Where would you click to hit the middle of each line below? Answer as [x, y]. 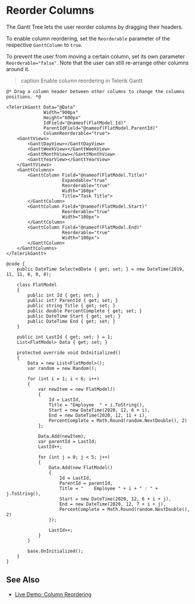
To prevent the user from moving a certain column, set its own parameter [96, 56]
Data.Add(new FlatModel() [81, 467]
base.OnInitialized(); [56, 551]
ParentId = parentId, [86, 483]
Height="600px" [62, 118]
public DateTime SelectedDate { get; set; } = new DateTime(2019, [101, 269]
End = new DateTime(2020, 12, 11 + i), [98, 415]
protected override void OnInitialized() [69, 353]
